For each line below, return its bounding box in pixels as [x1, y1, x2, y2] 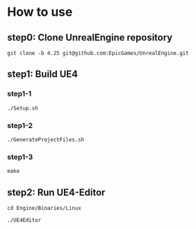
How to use [7, 4, 73, 20]
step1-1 [7, 89, 32, 98]
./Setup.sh [7, 105, 39, 112]
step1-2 [7, 121, 33, 130]
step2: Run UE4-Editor [7, 187, 105, 198]
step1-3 [7, 152, 33, 162]
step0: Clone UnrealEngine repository [7, 32, 173, 43]
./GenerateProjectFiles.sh [7, 136, 85, 143]
